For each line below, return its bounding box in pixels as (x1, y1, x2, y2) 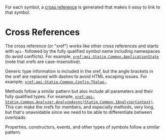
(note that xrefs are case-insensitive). (5, 59, 81, 65)
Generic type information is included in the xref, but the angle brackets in (5, 68, 154, 74)
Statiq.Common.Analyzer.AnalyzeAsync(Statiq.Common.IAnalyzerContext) (5, 100, 153, 105)
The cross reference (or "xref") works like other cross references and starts (5, 43, 159, 49)
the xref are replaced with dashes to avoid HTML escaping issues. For (5, 73, 147, 79)
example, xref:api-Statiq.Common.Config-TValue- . (5, 78, 108, 84)
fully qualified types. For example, (5, 93, 74, 99)
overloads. (5, 114, 27, 120)
